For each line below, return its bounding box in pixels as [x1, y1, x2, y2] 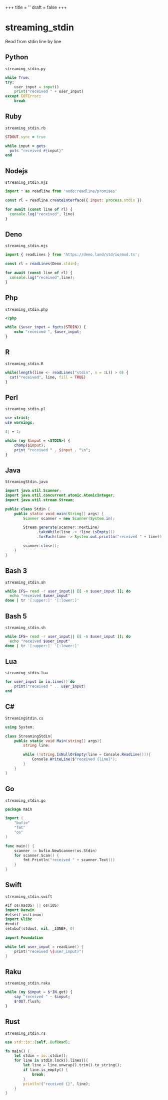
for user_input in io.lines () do [5, 679, 75, 684]
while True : [5, 75, 30, 80]
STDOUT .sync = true [5, 134, 46, 140]
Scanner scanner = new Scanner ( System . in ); [23, 516, 115, 521]
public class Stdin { [5, 507, 50, 512]
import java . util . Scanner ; [5, 488, 61, 494]
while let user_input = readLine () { [5, 944, 84, 949]
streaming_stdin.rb [5, 126, 46, 131]
